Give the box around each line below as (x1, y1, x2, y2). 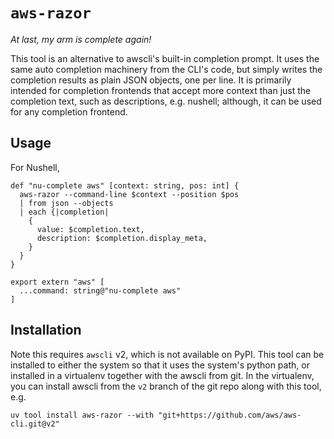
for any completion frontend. (10, 105, 128, 118)
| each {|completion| (19, 207, 110, 217)
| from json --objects (19, 198, 114, 208)
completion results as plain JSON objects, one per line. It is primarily (10, 74, 292, 86)
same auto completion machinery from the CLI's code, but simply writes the (10, 63, 323, 75)
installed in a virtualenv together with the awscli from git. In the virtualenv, (10, 369, 315, 381)
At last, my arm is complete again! (10, 33, 152, 45)
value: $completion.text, (36, 224, 145, 234)
